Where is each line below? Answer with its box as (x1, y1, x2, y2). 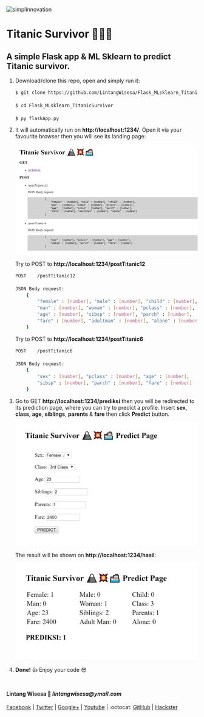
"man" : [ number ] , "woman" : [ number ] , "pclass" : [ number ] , (37, 305, 195, 311)
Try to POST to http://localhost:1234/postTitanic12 (15, 260, 146, 268)
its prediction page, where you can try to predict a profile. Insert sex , (15, 404, 188, 411)
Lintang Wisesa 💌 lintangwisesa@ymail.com (6, 690, 122, 697)
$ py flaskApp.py (15, 115, 59, 121)
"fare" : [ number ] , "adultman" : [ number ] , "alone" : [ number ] (37, 318, 200, 324)
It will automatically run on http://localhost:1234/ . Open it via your (15, 126, 182, 134)
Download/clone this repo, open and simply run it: (15, 77, 140, 84)
